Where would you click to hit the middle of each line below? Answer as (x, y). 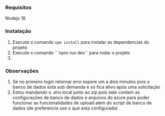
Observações (22, 71)
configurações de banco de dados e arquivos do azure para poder (81, 97)
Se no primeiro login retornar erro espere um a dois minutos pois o (81, 82)
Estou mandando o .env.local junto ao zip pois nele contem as (76, 92)
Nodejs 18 (15, 18)
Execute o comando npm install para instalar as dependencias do (81, 42)
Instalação (18, 31)
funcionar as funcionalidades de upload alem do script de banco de (82, 103)
